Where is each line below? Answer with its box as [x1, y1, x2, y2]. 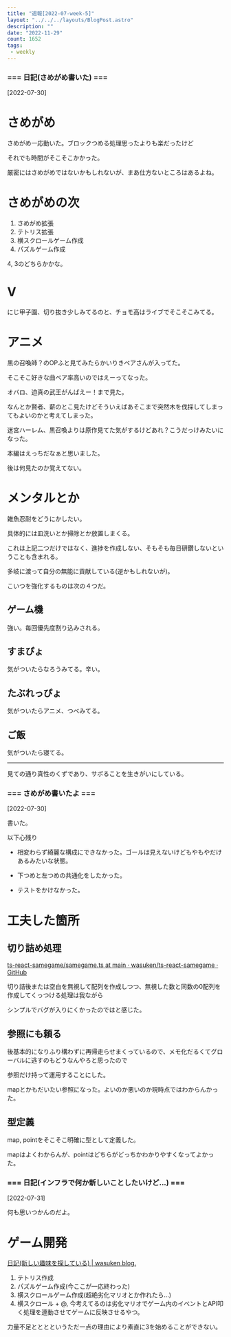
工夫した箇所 [7, 912, 80, 928]
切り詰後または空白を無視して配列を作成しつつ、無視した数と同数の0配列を [7, 983, 221, 991]
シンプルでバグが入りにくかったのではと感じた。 [7, 1006, 146, 1014]
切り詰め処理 [7, 942, 62, 954]
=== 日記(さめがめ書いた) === [7, 72, 108, 82]
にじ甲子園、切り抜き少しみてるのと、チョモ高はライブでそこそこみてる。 [7, 307, 218, 316]
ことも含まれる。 [12, 552, 62, 560]
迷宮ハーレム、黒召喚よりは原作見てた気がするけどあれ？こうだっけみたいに [7, 425, 224, 434]
